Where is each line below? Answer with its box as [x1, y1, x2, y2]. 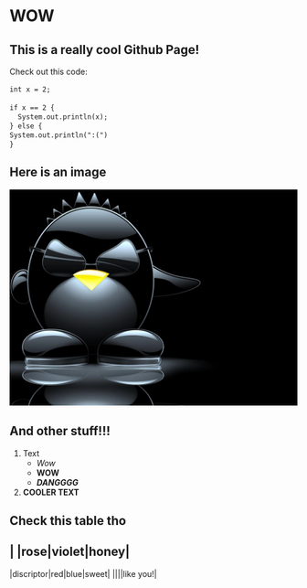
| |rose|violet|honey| [9, 544, 131, 560]
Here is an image [9, 165, 107, 180]
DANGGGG [36, 476, 79, 487]
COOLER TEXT [22, 486, 79, 497]
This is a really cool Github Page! [9, 42, 200, 58]
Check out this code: [9, 66, 89, 77]
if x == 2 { [9, 103, 55, 112]
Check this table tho [9, 513, 126, 529]
